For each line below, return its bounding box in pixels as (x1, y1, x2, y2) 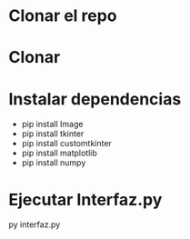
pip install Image (21, 119, 84, 130)
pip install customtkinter (21, 138, 113, 149)
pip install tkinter (21, 128, 85, 139)
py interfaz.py (8, 219, 61, 230)
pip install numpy (21, 157, 86, 168)
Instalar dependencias (8, 88, 182, 109)
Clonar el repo (8, 5, 117, 26)
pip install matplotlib (21, 147, 97, 159)
